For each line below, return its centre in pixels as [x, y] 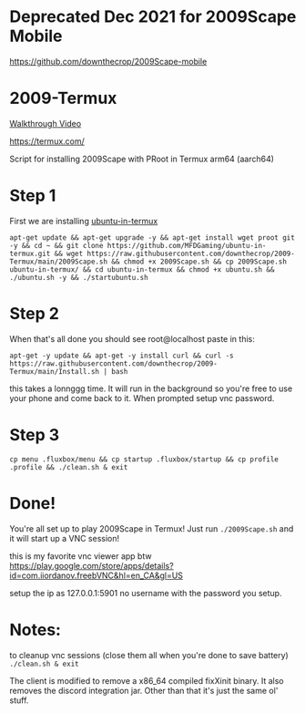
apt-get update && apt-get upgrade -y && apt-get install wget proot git [152, 238]
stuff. [19, 700]
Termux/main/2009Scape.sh [58, 262]
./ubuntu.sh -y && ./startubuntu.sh [79, 277]
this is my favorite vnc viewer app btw [81, 556]
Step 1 [33, 196]
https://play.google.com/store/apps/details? [92, 565]
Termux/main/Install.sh [55, 371]
